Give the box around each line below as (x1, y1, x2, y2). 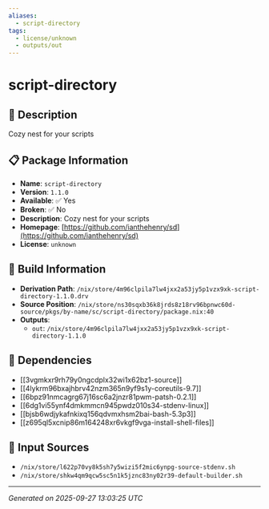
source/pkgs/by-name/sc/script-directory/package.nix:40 (19, 308, 215, 316)
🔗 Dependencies (8, 353, 92, 367)
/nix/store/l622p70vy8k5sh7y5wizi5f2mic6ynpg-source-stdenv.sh (19, 463, 236, 471)
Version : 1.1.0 (19, 187, 70, 196)
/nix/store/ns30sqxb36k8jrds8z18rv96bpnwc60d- (77, 301, 236, 309)
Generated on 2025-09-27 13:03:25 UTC (8, 494, 143, 503)
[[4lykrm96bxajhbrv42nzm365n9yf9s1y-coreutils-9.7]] (19, 383, 202, 393)
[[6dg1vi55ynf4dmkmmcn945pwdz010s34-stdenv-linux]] (19, 400, 210, 410)
